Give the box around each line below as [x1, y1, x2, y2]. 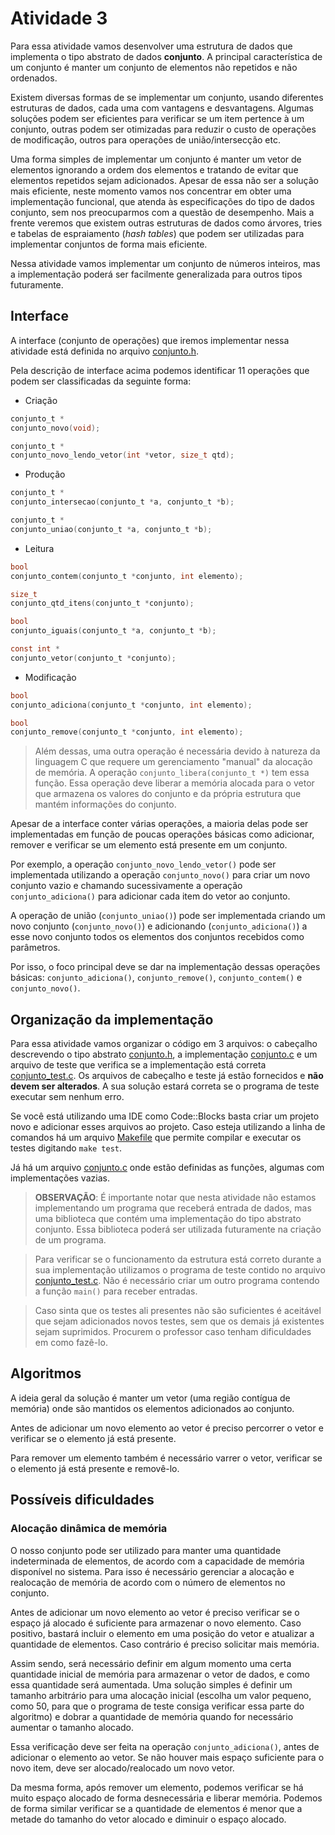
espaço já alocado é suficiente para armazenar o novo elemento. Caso [10, 1617, 302, 1629]
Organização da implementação [10, 1011, 214, 1028]
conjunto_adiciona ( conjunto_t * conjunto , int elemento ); [10, 700, 253, 710]
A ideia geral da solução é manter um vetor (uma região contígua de [10, 1392, 291, 1404]
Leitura [24, 542, 55, 554]
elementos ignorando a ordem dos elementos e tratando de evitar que [10, 163, 299, 176]
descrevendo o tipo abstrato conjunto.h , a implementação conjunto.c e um [10, 1048, 318, 1061]
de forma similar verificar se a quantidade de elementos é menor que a [10, 1802, 303, 1814]
